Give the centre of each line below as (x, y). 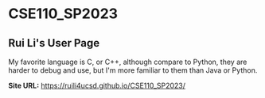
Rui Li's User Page (54, 43)
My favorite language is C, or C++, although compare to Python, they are (128, 62)
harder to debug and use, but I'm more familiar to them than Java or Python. (133, 70)
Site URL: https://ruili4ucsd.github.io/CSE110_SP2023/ (97, 85)
